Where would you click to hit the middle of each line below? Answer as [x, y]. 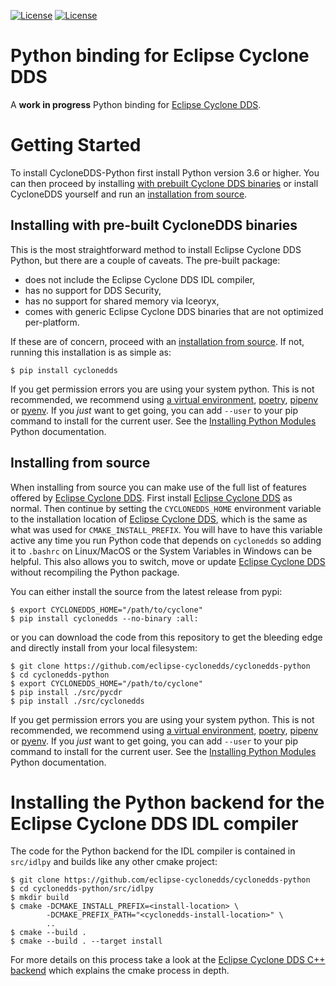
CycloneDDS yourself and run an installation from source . [129, 194]
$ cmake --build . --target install [86, 941]
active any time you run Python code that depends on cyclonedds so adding [166, 540]
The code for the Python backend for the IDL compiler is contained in [153, 851]
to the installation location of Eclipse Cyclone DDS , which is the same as [159, 519]
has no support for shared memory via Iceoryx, [122, 301]
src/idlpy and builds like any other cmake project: [114, 862]
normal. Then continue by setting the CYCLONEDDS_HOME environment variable [166, 508]
